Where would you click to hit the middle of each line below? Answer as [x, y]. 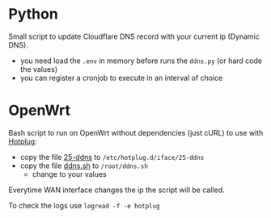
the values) [39, 69]
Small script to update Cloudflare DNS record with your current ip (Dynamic [134, 36]
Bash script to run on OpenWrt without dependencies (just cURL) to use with [136, 132]
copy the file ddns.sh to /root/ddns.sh [84, 166]
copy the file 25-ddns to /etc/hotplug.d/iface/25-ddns [112, 157]
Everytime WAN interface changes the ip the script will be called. [116, 190]
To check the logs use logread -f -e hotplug [84, 205]
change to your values [69, 174]
